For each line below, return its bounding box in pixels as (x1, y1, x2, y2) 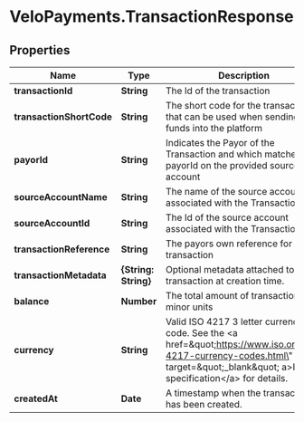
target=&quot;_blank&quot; (166, 360, 280, 373)
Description (218, 70, 270, 82)
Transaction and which (166, 148, 262, 160)
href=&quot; (166, 338, 217, 350)
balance (14, 295, 50, 307)
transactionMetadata (14, 269, 107, 282)
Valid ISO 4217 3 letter (166, 315, 263, 328)
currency (14, 344, 54, 356)
